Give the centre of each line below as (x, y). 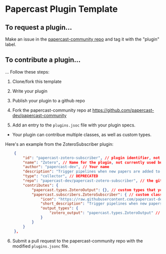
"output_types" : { (59, 209)
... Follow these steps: (27, 72)
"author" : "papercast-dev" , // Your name (66, 167)
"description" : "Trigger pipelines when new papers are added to (92, 171)
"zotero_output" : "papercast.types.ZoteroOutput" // (105, 213)
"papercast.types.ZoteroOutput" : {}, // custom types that (93, 190)
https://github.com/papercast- (123, 110)
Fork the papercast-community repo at (52, 110)
